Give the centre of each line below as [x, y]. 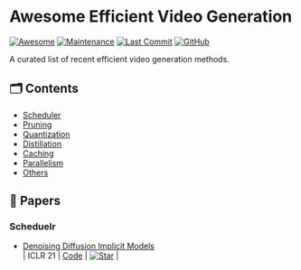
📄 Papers [35, 201]
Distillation [42, 144]
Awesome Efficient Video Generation [150, 17]
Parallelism [43, 163]
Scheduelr [33, 227]
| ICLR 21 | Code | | [71, 256]
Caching [38, 153]
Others [35, 172]
